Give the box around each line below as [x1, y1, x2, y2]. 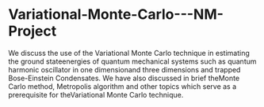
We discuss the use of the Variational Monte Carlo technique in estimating [8, 48, 250, 57]
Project [8, 22, 57, 40]
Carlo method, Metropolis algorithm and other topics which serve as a [8, 81, 237, 91]
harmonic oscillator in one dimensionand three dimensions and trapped [8, 65, 241, 74]
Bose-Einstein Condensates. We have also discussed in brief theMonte [8, 73, 240, 83]
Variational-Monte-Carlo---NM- [8, 6, 224, 24]
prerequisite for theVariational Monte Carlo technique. [8, 90, 184, 99]
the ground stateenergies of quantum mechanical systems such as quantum [8, 57, 257, 66]
